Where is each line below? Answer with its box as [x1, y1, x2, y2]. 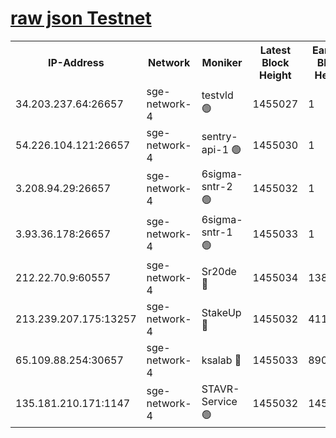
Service [201, 394, 238, 408]
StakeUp [201, 305, 242, 319]
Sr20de [201, 264, 237, 278]
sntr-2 [201, 179, 233, 193]
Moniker [201, 55, 243, 69]
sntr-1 [201, 225, 233, 239]
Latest [259, 43, 292, 57]
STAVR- [201, 382, 240, 396]
